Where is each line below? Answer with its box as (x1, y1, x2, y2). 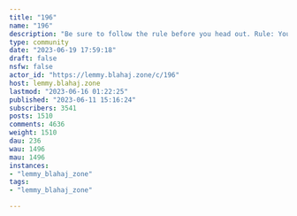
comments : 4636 (9, 120, 65, 129)
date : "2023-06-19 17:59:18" (9, 46, 117, 55)
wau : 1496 (9, 144, 46, 153)
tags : (9, 178, 29, 187)
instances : (9, 161, 49, 170)
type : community (9, 37, 69, 47)
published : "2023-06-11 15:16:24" (9, 95, 137, 104)
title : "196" (9, 12, 57, 22)
